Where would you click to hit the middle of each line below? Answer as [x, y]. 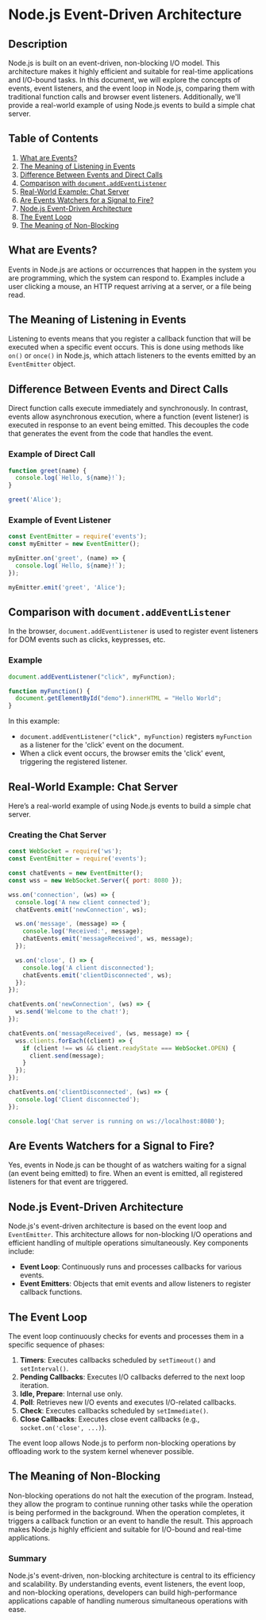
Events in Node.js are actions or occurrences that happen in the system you [132, 269]
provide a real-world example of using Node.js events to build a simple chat [132, 105]
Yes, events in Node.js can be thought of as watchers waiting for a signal [127, 1165]
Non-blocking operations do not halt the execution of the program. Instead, [131, 1495]
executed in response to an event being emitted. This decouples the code [129, 425]
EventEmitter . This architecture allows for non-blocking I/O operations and [130, 1235]
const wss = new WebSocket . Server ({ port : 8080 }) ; [95, 880]
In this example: [34, 721]
